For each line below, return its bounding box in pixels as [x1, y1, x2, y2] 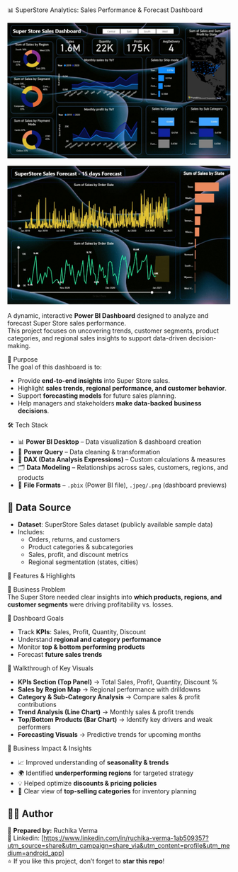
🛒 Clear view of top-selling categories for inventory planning [17, 787, 197, 796]
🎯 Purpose [7, 355, 38, 364]
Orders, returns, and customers [28, 535, 120, 544]
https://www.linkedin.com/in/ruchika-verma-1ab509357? [43, 834, 209, 842]
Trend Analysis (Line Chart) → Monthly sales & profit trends [17, 708, 195, 716]
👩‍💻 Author [7, 808, 54, 820]
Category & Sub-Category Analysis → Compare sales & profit [17, 693, 200, 701]
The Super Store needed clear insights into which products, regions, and [7, 593, 222, 602]
